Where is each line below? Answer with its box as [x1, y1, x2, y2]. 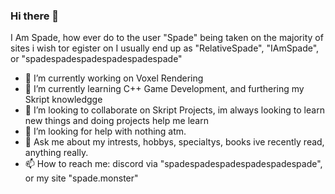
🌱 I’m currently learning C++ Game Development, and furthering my [24, 83, 305, 95]
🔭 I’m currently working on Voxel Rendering [24, 72, 204, 84]
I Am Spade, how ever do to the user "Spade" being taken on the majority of [10, 32, 324, 44]
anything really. [24, 147, 89, 159]
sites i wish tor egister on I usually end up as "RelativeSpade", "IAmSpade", [10, 42, 320, 54]
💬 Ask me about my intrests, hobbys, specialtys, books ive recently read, [24, 136, 325, 148]
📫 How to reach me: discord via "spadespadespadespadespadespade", [24, 158, 323, 170]
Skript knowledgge [24, 94, 103, 106]
